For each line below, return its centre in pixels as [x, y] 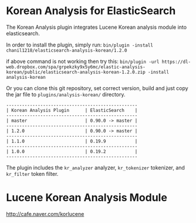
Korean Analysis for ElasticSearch [91, 11]
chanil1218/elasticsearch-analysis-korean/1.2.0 [67, 50]
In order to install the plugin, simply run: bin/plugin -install [80, 45]
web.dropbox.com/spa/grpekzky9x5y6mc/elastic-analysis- [76, 67]
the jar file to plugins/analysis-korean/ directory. [66, 94]
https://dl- [176, 62]
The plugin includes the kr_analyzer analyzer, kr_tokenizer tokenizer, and [95, 167]
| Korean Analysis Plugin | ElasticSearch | [72, 110]
